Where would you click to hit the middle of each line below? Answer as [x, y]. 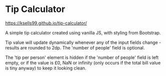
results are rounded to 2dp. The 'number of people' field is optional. [75, 47]
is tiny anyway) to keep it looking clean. [46, 68]
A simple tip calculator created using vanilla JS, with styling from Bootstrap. [83, 32]
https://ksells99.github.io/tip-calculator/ [46, 23]
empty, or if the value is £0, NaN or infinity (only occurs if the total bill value [83, 62]
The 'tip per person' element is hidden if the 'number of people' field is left [82, 57]
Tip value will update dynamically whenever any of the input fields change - [83, 42]
